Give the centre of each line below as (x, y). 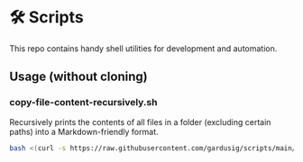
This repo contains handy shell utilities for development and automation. (143, 48)
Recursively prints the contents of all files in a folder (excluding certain (140, 121)
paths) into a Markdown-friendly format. (84, 131)
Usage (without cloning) (78, 77)
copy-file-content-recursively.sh (83, 103)
